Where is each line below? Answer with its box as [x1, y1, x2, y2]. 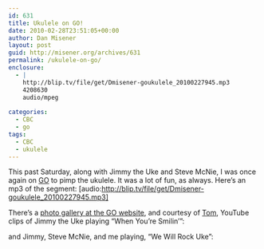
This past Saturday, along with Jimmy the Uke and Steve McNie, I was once [8, 167, 257, 176]
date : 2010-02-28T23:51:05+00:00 [8, 26, 120, 34]
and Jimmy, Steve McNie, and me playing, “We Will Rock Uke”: [8, 232, 214, 242]
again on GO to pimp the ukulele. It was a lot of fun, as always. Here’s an [8, 176, 246, 185]
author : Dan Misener [8, 34, 77, 42]
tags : [8, 130, 26, 138]
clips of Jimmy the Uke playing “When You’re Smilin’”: [8, 216, 185, 226]
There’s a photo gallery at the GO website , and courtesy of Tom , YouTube [8, 208, 250, 218]
